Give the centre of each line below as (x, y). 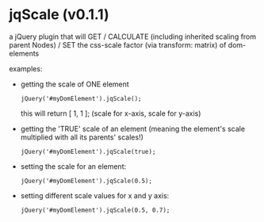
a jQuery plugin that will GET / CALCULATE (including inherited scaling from (133, 36)
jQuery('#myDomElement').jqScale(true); (88, 151)
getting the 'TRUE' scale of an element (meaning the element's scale (132, 128)
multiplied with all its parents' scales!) (82, 137)
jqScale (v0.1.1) (59, 15)
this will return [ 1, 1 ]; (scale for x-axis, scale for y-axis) (111, 113)
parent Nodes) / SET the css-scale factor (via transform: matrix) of (118, 44)
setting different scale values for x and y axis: (95, 195)
